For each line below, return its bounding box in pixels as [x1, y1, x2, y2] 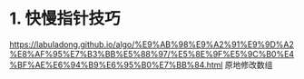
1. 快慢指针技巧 [9, 8, 121, 29]
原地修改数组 [224, 59, 273, 70]
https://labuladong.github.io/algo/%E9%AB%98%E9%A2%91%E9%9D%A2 [9, 38, 295, 50]
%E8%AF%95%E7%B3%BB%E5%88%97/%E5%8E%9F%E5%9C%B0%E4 [9, 48, 295, 59]
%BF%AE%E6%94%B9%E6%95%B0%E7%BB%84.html [9, 59, 223, 70]
